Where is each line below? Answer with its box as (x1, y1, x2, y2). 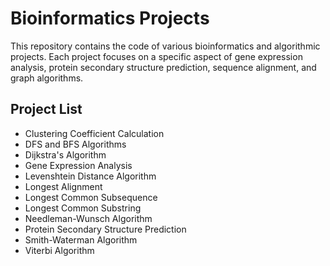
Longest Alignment (24, 180, 103, 192)
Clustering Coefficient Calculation (24, 127, 165, 139)
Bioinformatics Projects (10, 7, 210, 30)
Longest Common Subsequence (24, 191, 158, 203)
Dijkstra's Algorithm (24, 148, 107, 161)
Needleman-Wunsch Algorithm (24, 212, 153, 224)
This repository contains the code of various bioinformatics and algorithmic (10, 40, 321, 52)
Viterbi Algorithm (24, 244, 95, 256)
